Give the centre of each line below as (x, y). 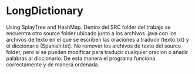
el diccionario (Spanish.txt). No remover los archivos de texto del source (94, 46)
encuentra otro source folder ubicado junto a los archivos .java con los (91, 33)
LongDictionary (45, 11)
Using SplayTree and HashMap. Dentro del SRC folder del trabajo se (88, 27)
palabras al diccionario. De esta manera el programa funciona (81, 58)
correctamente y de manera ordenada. (53, 64)
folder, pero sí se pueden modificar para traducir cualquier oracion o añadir (97, 52)
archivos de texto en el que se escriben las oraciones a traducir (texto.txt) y (97, 39)
